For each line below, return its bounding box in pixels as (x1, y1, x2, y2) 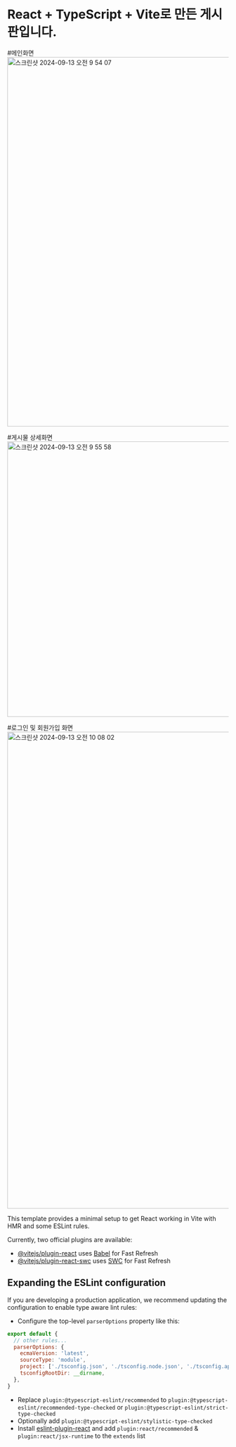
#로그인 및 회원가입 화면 (7, 723, 74, 732)
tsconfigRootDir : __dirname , (20, 1370, 105, 1377)
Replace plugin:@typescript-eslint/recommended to (17, 1395, 167, 1404)
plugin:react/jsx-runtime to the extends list (17, 1432, 146, 1440)
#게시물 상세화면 (7, 433, 53, 441)
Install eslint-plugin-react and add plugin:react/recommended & (17, 1424, 199, 1432)
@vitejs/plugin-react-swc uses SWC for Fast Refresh (17, 1256, 171, 1265)
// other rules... (13, 1337, 68, 1344)
